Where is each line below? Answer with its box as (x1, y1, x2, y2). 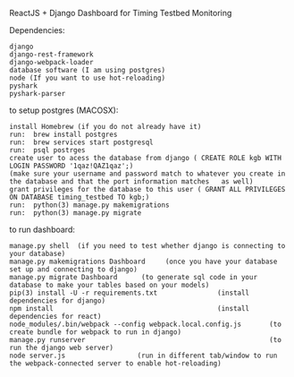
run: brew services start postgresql (9, 138, 154, 147)
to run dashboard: (9, 224, 76, 235)
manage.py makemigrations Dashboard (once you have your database (9, 257, 278, 266)
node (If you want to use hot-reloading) (9, 73, 166, 82)
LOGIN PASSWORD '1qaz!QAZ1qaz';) (9, 161, 134, 170)
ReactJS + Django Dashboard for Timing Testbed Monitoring (9, 8, 232, 18)
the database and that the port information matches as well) (9, 177, 254, 186)
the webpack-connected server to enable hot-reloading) (9, 359, 222, 368)
